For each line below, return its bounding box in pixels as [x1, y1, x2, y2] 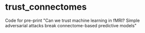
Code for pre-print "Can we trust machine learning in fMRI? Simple [5, 17, 140, 23]
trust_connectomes [5, 1, 87, 13]
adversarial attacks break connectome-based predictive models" [5, 22, 137, 28]
